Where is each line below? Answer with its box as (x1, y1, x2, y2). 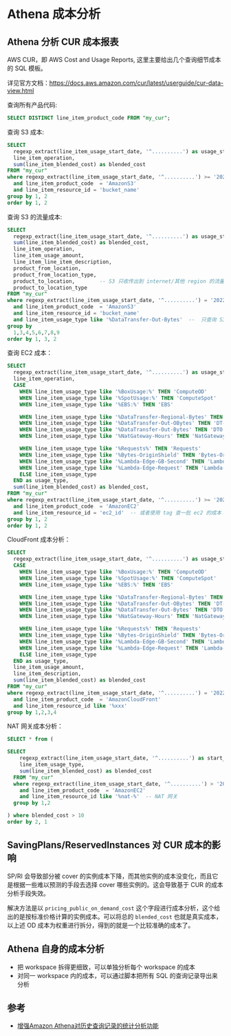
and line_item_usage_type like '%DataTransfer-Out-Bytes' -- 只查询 (13, 316, 217, 323)
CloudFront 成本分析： (7, 535, 71, 544)
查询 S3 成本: (7, 128, 45, 136)
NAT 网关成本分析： (7, 722, 63, 730)
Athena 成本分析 (7, 6, 101, 22)
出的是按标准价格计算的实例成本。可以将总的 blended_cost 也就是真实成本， (7, 912, 222, 921)
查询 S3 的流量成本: (7, 212, 63, 221)
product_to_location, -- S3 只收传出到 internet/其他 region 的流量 (13, 277, 225, 285)
